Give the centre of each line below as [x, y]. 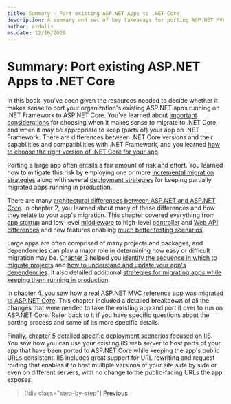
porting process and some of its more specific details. [84, 323]
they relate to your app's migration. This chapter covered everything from [111, 215]
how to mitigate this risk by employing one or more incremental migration [111, 172]
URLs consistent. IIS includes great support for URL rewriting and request [111, 358]
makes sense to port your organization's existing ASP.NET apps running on [113, 108]
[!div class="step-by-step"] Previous [76, 393]
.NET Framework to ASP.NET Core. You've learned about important [102, 115]
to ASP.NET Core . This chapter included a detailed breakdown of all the [108, 301]
